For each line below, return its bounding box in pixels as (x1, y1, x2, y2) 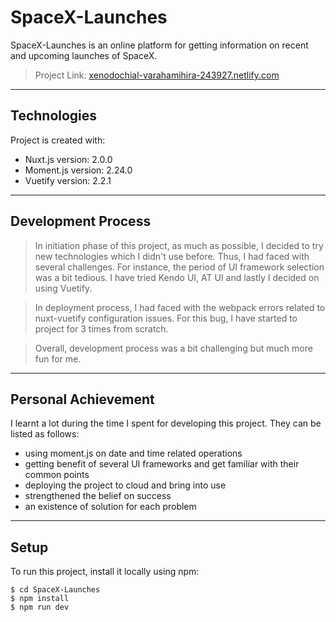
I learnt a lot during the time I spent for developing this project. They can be (10, 417, 322, 430)
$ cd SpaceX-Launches (10, 585, 101, 595)
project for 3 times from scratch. (34, 322, 169, 335)
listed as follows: (10, 428, 80, 440)
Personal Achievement (10, 391, 155, 408)
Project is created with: (10, 134, 106, 146)
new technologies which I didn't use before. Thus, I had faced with (34, 250, 310, 262)
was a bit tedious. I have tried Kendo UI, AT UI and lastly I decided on (34, 271, 320, 283)
